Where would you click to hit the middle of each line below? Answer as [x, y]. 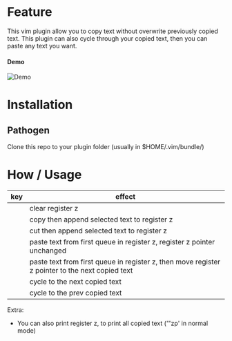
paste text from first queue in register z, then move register [125, 262]
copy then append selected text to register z [101, 220]
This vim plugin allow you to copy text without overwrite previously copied [113, 31]
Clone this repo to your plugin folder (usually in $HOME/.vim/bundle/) [106, 147]
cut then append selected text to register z [98, 231]
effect [125, 197]
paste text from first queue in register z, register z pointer [122, 242]
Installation [40, 105]
